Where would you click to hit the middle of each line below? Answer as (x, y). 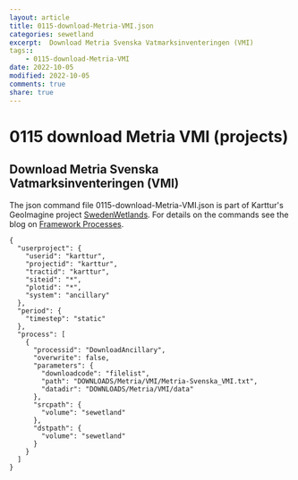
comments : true (38, 84)
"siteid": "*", (54, 279)
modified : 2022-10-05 (50, 76)
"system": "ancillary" (68, 295)
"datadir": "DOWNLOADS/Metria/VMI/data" (118, 389)
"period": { (40, 311)
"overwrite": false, (71, 358)
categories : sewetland (51, 34)
